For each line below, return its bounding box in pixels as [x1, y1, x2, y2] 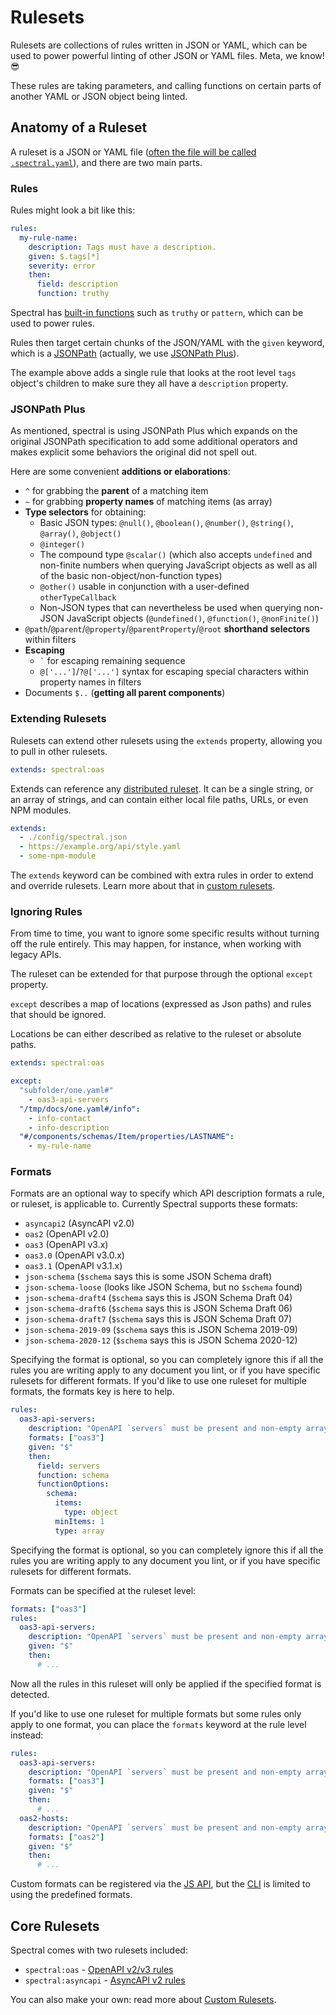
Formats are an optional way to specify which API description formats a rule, [10, 1187, 325, 1200]
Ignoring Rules [10, 904, 83, 918]
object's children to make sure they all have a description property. [10, 377, 289, 390]
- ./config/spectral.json [19, 832, 128, 843]
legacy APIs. [10, 949, 62, 961]
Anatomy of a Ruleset [10, 119, 148, 136]
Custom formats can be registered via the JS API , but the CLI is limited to [10, 1878, 311, 1890]
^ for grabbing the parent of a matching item [24, 485, 209, 497]
